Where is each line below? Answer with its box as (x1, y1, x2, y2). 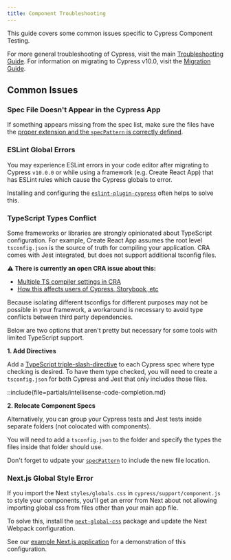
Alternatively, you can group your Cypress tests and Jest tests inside (7, 415, 202, 423)
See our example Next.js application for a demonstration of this (7, 538, 186, 546)
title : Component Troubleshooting (7, 10, 107, 17)
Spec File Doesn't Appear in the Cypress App (7, 105, 161, 114)
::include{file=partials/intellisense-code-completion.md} (7, 388, 166, 396)
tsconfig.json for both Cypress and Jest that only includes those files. (7, 375, 208, 383)
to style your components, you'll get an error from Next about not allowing (7, 497, 217, 505)
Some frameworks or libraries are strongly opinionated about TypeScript (7, 229, 212, 237)
